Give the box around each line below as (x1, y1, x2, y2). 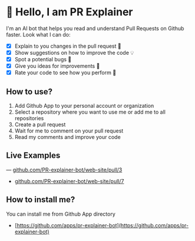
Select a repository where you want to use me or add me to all (14, 108, 166, 115)
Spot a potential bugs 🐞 (14, 56, 72, 63)
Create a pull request (14, 121, 66, 128)
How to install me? (6, 194, 75, 205)
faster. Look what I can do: (6, 31, 71, 38)
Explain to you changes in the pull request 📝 (14, 42, 122, 49)
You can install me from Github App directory (6, 210, 116, 217)
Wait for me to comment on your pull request (14, 127, 124, 134)
